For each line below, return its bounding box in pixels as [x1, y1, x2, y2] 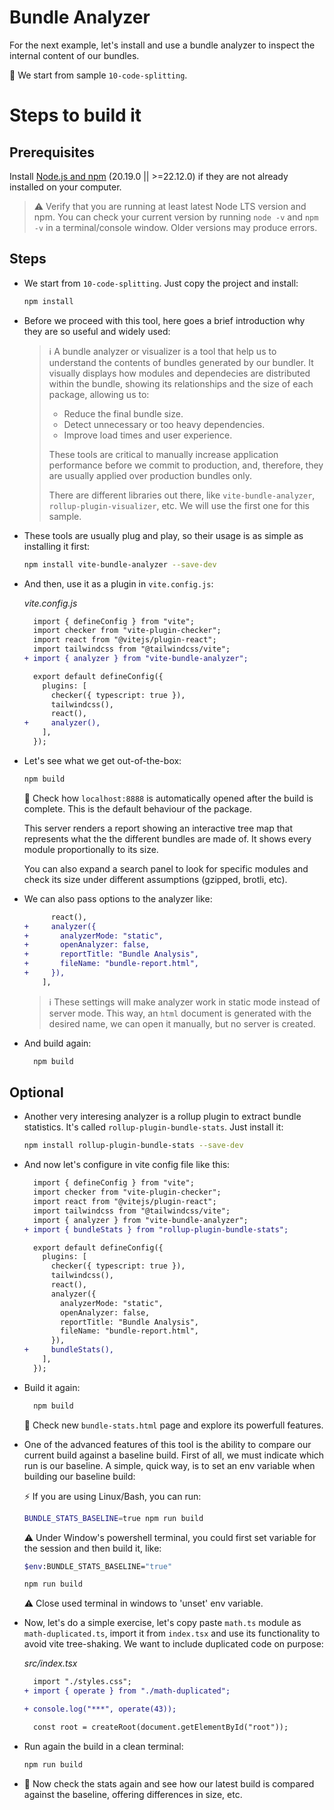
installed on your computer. [9, 181, 122, 193]
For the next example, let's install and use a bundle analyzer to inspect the [9, 39, 316, 51]
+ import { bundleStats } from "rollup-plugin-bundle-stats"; [23, 1224, 289, 1235]
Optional [9, 1084, 64, 1101]
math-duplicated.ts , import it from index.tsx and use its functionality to [23, 1627, 321, 1640]
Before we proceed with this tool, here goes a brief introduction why [23, 314, 306, 326]
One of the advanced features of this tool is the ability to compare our [23, 1438, 312, 1450]
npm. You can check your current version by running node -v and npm [33, 211, 319, 223]
